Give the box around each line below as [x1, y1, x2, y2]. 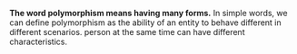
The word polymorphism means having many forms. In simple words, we [9, 8, 288, 18]
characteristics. [9, 36, 68, 47]
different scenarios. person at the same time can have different [9, 27, 245, 37]
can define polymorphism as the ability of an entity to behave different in [9, 17, 282, 28]
